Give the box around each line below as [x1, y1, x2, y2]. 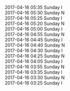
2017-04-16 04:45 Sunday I [5, 37, 63, 43]
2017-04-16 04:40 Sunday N [5, 42, 65, 48]
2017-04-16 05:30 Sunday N [5, 10, 65, 16]
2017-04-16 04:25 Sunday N [5, 53, 65, 59]
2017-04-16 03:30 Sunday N [5, 75, 65, 80]
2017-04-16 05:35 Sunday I [5, 5, 62, 10]
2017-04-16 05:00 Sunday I [5, 26, 63, 32]
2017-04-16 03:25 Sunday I [5, 80, 62, 86]
